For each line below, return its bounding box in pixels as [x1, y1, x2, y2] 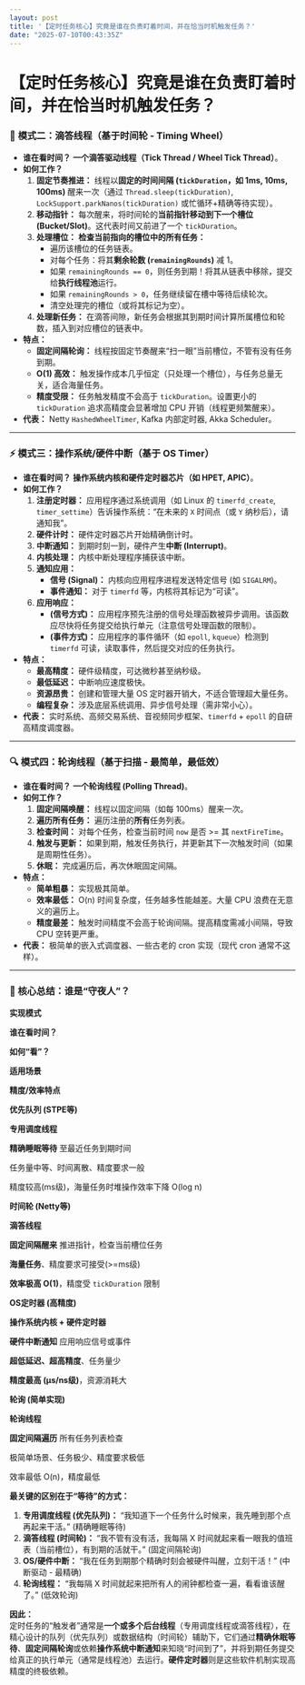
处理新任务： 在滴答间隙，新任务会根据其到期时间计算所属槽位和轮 [35, 311, 286, 322]
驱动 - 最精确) [30, 1566, 83, 1578]
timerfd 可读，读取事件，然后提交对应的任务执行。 [49, 643, 241, 654]
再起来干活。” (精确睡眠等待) [22, 1520, 127, 1532]
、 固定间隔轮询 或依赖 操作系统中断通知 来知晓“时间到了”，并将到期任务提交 [17, 1642, 295, 1653]
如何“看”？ [9, 1046, 51, 1057]
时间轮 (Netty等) [9, 1200, 71, 1211]
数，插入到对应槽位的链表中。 [35, 322, 148, 333]
